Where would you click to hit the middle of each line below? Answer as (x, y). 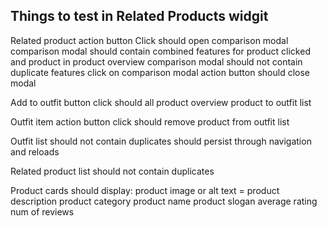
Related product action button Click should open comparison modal (149, 40)
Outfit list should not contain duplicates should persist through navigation (161, 141)
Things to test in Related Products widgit (139, 16)
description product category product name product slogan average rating (164, 201)
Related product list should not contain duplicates (112, 171)
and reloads (35, 151)
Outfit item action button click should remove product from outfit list (150, 121)
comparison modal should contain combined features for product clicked (160, 51)
